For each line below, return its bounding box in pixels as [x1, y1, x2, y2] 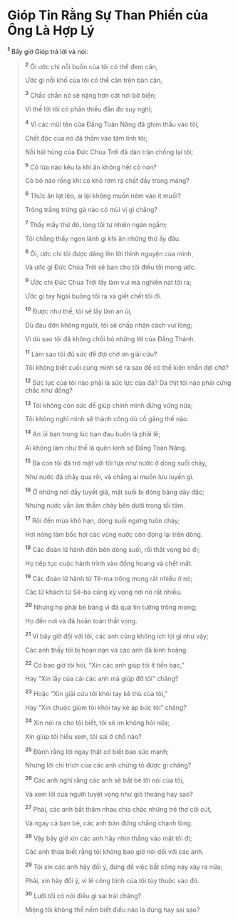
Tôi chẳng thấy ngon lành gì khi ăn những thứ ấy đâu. [24, 234, 181, 243]
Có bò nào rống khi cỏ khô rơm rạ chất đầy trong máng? [24, 176, 190, 185]
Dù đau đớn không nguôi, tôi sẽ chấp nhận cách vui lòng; [24, 321, 193, 329]
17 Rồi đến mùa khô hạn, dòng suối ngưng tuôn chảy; [24, 515, 180, 525]
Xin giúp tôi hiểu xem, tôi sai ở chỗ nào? [24, 732, 142, 740]
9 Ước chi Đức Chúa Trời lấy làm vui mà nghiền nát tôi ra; [24, 277, 192, 286]
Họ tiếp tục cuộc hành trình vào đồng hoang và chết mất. [24, 559, 193, 568]
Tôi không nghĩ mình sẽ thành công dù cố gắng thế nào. [24, 415, 189, 423]
